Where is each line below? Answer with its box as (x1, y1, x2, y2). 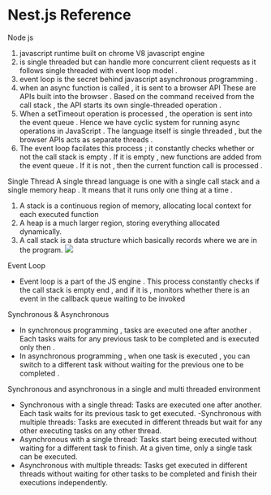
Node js (7, 33, 34, 42)
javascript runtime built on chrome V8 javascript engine (19, 48, 205, 58)
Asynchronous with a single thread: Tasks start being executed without (19, 434, 257, 444)
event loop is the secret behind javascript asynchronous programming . (19, 74, 258, 84)
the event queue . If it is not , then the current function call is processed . (19, 160, 263, 170)
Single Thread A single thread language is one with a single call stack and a (7, 176, 260, 186)
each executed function (19, 209, 99, 219)
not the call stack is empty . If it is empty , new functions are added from (19, 152, 262, 162)
